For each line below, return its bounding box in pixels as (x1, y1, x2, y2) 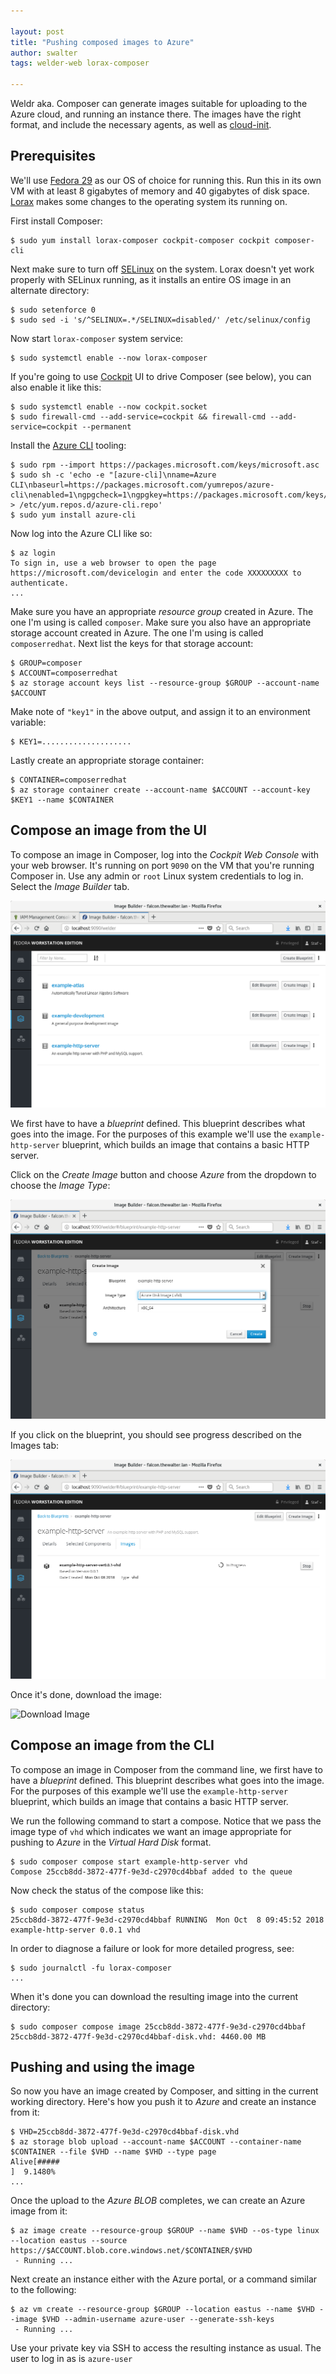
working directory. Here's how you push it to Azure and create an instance (10, 2096, 317, 2108)
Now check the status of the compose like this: (10, 1884, 204, 1896)
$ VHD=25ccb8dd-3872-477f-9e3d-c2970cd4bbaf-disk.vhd (10, 2127, 240, 2137)
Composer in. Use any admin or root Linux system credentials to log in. (10, 870, 304, 882)
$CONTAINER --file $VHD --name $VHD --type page (10, 2147, 217, 2157)
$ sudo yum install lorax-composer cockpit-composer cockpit (10, 235, 271, 245)
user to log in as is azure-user (10, 2353, 133, 2365)
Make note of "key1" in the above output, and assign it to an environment (10, 705, 311, 717)
